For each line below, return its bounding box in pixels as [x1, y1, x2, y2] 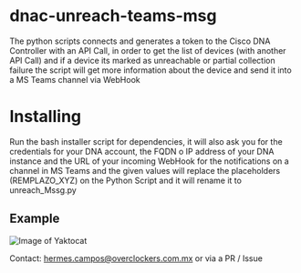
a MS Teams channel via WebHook [9, 74, 140, 85]
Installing [9, 106, 82, 127]
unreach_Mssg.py [9, 184, 78, 196]
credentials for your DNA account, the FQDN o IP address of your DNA [9, 146, 275, 157]
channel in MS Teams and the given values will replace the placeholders [9, 165, 281, 176]
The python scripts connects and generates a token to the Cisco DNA [9, 35, 271, 46]
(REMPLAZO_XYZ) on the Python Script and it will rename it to [9, 175, 242, 186]
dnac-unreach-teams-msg [9, 5, 217, 26]
